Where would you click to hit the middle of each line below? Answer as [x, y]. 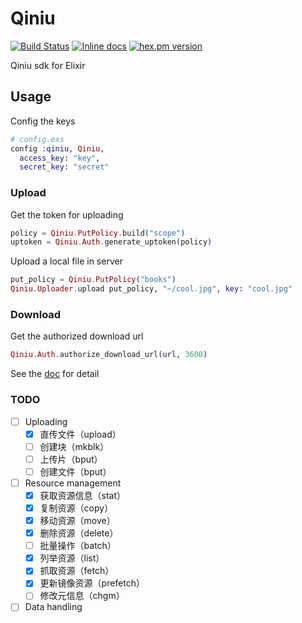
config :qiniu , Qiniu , [57, 148]
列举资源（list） [72, 558]
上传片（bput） [71, 459]
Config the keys [43, 121]
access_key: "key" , [60, 158]
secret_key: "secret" [64, 167]
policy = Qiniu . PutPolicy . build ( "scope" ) [98, 233]
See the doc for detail [55, 374]
